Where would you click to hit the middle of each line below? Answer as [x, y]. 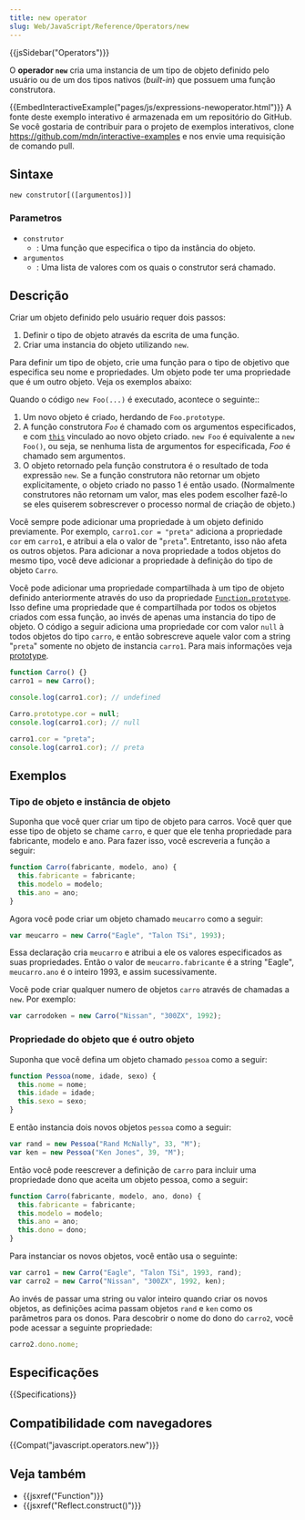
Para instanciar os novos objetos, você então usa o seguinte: [124, 1256]
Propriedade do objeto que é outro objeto [102, 1040]
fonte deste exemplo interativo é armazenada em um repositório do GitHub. [151, 117]
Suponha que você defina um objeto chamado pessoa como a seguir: [138, 1059]
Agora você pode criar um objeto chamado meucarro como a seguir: [137, 919]
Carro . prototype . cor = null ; [65, 714]
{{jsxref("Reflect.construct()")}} [82, 1505]
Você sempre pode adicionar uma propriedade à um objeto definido [137, 522]
